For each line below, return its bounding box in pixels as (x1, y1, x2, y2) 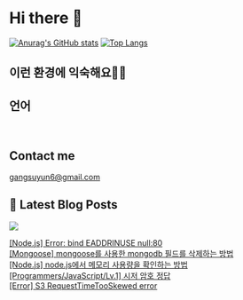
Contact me (9, 148, 75, 163)
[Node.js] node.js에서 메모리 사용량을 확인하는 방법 (9, 259, 188, 270)
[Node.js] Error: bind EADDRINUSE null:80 (9, 237, 163, 248)
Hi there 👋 (9, 8, 82, 28)
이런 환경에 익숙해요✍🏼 (9, 66, 127, 81)
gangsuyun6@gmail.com (9, 171, 100, 182)
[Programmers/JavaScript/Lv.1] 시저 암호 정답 (9, 270, 171, 280)
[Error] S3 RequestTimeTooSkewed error (9, 280, 158, 291)
